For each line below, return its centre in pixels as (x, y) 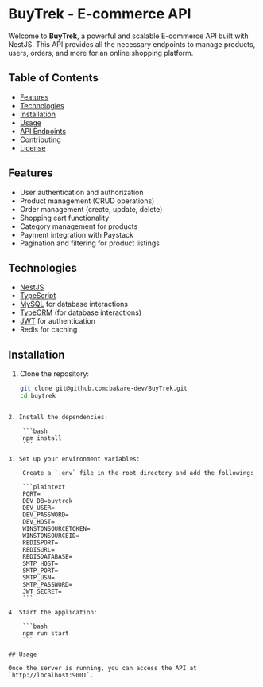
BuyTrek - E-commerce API (100, 14)
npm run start (46, 633)
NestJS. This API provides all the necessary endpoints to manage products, (132, 44)
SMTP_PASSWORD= (48, 584)
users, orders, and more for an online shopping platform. (101, 53)
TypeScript (38, 296)
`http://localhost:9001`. (51, 675)
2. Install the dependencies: (58, 417)
